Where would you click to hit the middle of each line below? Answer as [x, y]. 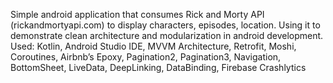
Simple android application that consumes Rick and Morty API [137, 14]
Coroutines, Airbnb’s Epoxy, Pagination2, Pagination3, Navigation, [146, 57]
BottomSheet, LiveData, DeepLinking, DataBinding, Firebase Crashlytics [158, 67]
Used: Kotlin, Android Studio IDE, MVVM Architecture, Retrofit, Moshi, [153, 46]
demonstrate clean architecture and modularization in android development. [167, 35]
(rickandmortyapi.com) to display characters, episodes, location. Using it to [165, 25]
